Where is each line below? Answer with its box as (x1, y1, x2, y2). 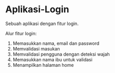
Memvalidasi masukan (12, 45, 60, 52)
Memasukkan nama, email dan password (12, 40, 100, 46)
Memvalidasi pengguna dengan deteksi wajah (12, 51, 110, 57)
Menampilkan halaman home (12, 62, 74, 68)
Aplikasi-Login (5, 4, 69, 15)
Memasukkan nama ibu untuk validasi (12, 56, 92, 62)
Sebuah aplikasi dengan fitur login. (5, 20, 79, 27)
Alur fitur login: (5, 30, 37, 36)
